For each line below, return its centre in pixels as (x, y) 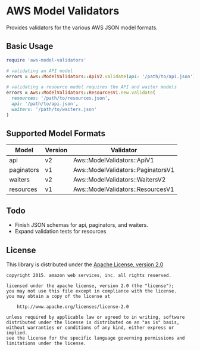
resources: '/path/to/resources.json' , (61, 98)
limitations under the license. (46, 344)
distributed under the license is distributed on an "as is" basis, (93, 323)
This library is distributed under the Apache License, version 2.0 (85, 264)
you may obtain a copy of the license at (58, 297)
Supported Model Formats (56, 133)
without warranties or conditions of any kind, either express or (90, 328)
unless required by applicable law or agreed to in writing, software (96, 318)
